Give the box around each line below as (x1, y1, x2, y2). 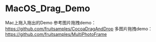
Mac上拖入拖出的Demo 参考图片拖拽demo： (5, 20, 96, 25)
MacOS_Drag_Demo (5, 3, 91, 14)
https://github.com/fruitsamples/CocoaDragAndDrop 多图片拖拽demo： (5, 25, 153, 32)
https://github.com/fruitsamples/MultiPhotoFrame (5, 31, 107, 37)
